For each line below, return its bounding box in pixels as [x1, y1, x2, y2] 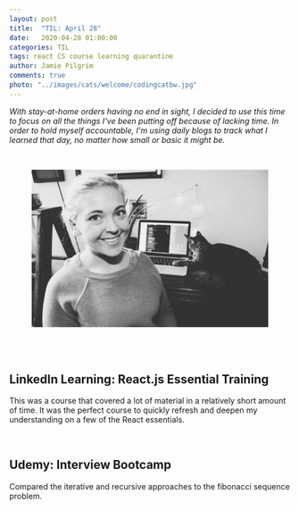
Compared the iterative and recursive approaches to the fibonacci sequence [9, 481, 290, 491]
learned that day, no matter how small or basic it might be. [9, 134, 226, 145]
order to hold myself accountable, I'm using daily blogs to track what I [9, 125, 268, 136]
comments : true [9, 71, 66, 80]
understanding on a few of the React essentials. [9, 414, 185, 424]
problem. [9, 490, 43, 501]
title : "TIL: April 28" [9, 23, 102, 33]
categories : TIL [9, 43, 70, 52]
